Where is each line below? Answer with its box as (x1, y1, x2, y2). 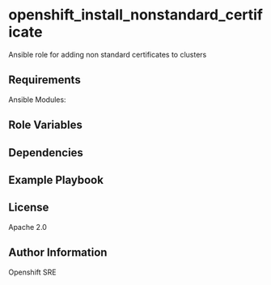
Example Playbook (8, 172, 104, 187)
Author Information (8, 245, 108, 260)
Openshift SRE (8, 267, 57, 277)
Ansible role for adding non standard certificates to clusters (8, 49, 207, 59)
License (8, 201, 49, 215)
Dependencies (8, 146, 83, 160)
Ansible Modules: (8, 95, 66, 104)
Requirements (8, 73, 81, 87)
